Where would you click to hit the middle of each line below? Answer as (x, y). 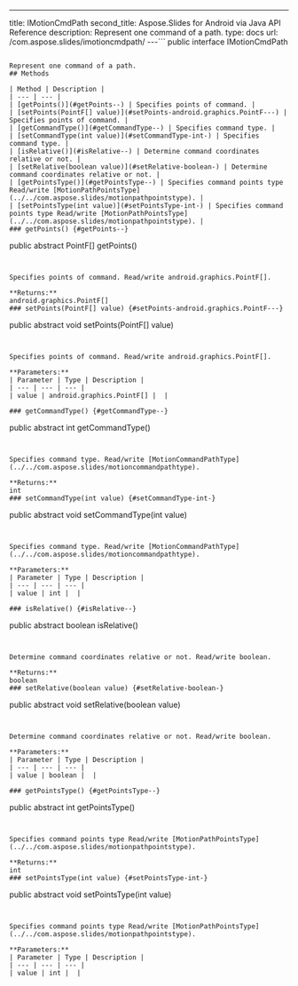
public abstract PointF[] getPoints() (73, 246)
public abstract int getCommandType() (80, 428)
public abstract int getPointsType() (72, 807)
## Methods (29, 74)
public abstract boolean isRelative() (74, 625)
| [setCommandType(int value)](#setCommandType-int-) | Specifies (134, 136)
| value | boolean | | (53, 775)
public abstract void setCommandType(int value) (98, 515)
